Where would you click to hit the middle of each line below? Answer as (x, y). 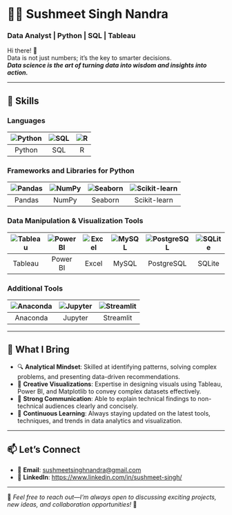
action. (18, 72)
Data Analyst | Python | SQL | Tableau (71, 36)
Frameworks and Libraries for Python (71, 171)
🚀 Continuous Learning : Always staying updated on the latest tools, (114, 413)
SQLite (209, 263)
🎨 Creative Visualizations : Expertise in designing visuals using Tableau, (120, 384)
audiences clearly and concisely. (91, 406)
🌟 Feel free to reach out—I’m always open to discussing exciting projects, (112, 497)
